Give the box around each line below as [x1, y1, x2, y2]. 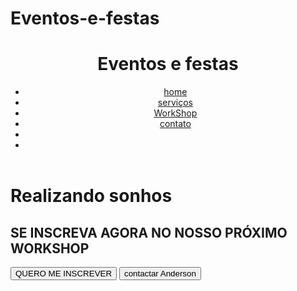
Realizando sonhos [10, 185, 173, 207]
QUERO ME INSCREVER [15, 268, 113, 279]
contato [159, 118, 192, 130]
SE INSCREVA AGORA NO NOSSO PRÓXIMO [10, 224, 288, 241]
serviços [157, 97, 193, 109]
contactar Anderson [123, 268, 197, 279]
